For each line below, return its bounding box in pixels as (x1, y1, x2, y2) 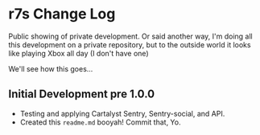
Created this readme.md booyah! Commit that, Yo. (19, 117, 181, 127)
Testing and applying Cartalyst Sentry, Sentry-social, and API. (19, 108, 225, 118)
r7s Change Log (8, 5, 116, 23)
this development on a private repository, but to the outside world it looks (8, 39, 251, 49)
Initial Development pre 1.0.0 (8, 88, 155, 101)
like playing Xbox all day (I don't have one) (8, 48, 149, 58)
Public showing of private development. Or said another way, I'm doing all (8, 31, 253, 41)
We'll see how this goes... (8, 63, 93, 73)
